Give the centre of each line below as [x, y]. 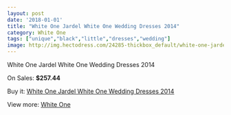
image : [16, 45]
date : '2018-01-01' [35, 20]
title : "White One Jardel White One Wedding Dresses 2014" [93, 26]
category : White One [37, 33]
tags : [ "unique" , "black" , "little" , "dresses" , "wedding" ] [89, 39]
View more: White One [39, 104]
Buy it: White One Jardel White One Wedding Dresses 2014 [91, 91]
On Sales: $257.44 [34, 78]
